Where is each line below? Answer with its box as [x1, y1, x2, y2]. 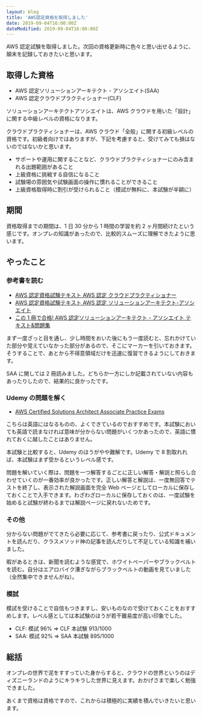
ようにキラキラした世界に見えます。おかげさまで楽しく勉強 [48, 677, 196, 684]
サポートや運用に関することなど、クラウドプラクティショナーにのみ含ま [14, 156, 194, 163]
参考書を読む [6, 276, 44, 285]
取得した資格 [6, 70, 54, 80]
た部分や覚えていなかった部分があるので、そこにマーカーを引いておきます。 [6, 342, 195, 349]
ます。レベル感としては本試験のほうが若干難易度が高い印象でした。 [16, 612, 185, 619]
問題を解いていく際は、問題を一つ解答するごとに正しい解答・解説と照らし [6, 468, 191, 476]
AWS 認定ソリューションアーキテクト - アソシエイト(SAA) [14, 87, 160, 94]
